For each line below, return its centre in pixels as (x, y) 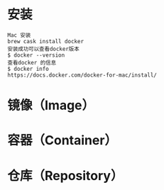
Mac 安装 (19, 35)
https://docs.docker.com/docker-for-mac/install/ (82, 75)
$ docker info (28, 69)
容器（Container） (62, 141)
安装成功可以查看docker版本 (43, 49)
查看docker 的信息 (32, 62)
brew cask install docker (45, 41)
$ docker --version (36, 55)
